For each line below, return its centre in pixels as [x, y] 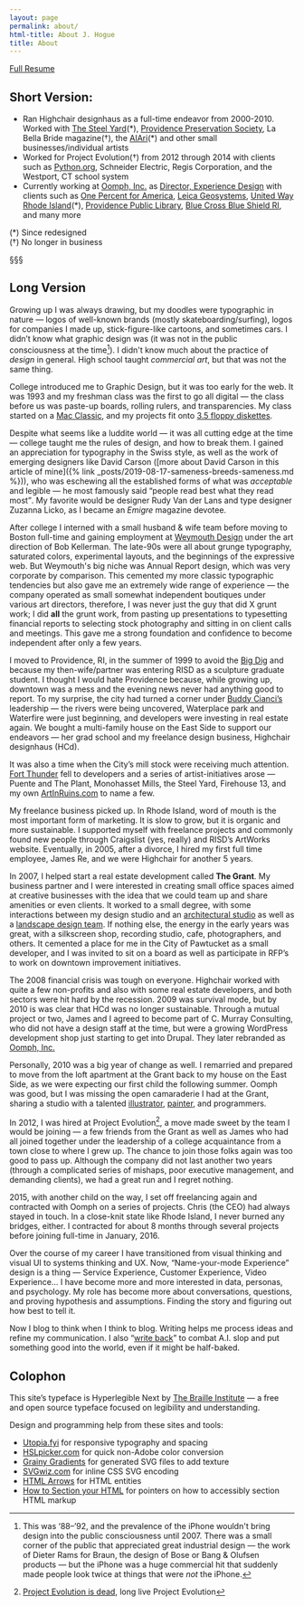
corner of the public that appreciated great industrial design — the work [157, 1545]
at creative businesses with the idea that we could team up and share [139, 895]
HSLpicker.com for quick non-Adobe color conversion [123, 1452]
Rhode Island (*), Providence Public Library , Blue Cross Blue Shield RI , [152, 205]
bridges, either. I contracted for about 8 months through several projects [144, 1226]
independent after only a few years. [76, 642]
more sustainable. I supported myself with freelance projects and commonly [152, 829]
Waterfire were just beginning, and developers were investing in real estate [149, 718]
